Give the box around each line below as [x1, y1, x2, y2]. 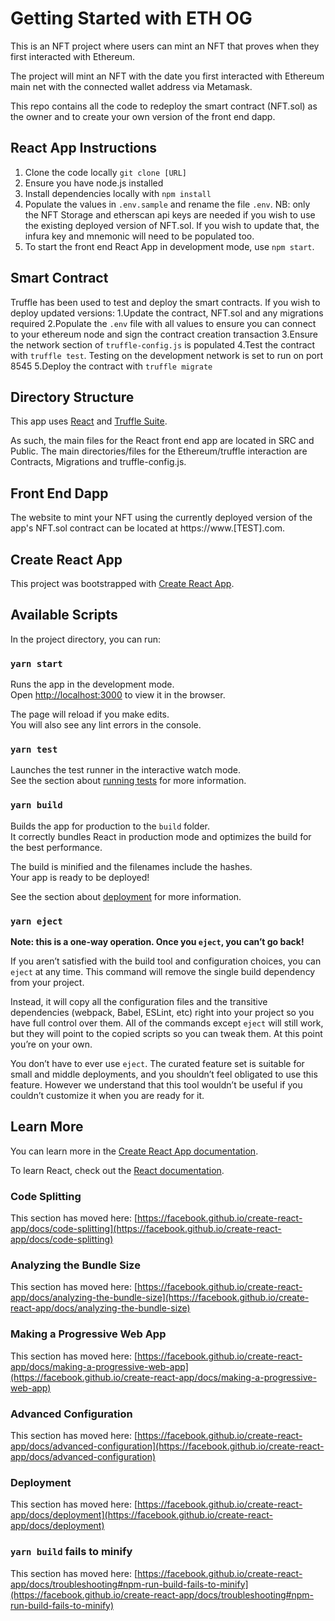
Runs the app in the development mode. [10, 678, 175, 691]
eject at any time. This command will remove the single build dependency [10, 966, 316, 977]
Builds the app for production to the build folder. [10, 820, 211, 832]
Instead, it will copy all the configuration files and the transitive [10, 996, 268, 1007]
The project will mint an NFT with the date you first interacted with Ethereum [10, 70, 325, 82]
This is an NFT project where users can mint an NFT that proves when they [10, 40, 320, 52]
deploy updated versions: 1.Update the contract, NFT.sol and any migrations [10, 307, 324, 319]
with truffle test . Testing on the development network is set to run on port [10, 349, 324, 361]
